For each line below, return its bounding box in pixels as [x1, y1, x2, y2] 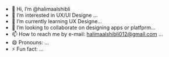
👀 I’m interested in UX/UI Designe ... [11, 12, 98, 19]
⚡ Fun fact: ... [11, 45, 44, 52]
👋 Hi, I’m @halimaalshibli [11, 6, 71, 12]
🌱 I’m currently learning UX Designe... [11, 18, 102, 24]
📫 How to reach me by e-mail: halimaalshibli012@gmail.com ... [11, 31, 163, 37]
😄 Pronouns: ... [11, 39, 50, 46]
